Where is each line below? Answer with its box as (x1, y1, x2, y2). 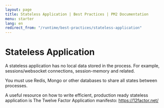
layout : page (5, 7, 32, 12)
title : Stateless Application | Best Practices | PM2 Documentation (5, 12, 149, 17)
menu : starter (5, 16, 34, 21)
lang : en (5, 21, 23, 26)
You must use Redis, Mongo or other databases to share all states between (5, 78, 158, 83)
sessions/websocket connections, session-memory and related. (5, 68, 135, 74)
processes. (5, 83, 28, 89)
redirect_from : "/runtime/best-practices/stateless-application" (5, 26, 142, 30)
